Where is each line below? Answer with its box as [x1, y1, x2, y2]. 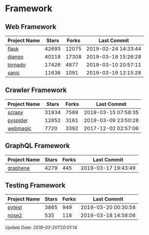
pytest [7, 204, 22, 211]
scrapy [7, 109, 24, 116]
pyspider [7, 117, 28, 123]
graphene [7, 164, 30, 171]
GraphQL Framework [5, 142, 70, 150]
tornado [7, 61, 26, 68]
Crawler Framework [5, 86, 67, 94]
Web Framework [5, 23, 56, 31]
